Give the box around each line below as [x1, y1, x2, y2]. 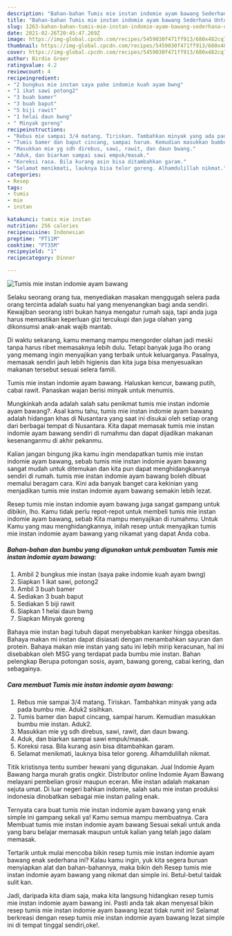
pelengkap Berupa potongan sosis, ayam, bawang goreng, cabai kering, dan [7, 657, 224, 665]
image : [7, 36, 26, 43]
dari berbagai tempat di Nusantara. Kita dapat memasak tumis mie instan [7, 422, 215, 430]
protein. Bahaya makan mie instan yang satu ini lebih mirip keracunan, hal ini [7, 642, 224, 651]
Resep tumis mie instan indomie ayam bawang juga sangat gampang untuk [7, 500, 220, 508]
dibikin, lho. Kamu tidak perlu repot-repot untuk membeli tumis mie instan [7, 507, 216, 515]
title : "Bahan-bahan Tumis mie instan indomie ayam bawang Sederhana [7, 17, 212, 24]
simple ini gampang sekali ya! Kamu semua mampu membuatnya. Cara [7, 813, 209, 821]
